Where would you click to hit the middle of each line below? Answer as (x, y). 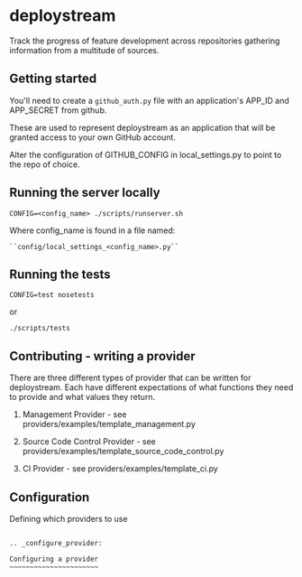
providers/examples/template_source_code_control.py (123, 451)
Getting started (53, 79)
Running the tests (60, 274)
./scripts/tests (40, 329)
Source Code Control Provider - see (89, 442)
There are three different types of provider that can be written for (130, 378)
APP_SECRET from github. (58, 110)
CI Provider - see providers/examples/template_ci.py (120, 469)
